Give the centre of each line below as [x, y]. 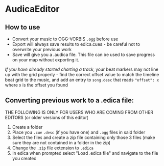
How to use [23, 27]
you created [24, 158]
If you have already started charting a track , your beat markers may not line [82, 69]
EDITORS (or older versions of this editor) [47, 117]
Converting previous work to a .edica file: [70, 100]
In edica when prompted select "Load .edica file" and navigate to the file [85, 153]
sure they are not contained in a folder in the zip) [61, 142]
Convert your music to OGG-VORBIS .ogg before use [65, 39]
